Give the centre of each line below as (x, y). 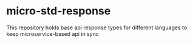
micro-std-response (59, 11)
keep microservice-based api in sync (52, 33)
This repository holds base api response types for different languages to (97, 27)
